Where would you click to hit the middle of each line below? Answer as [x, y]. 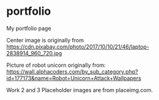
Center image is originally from [45, 40]
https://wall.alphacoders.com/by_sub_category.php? [72, 71]
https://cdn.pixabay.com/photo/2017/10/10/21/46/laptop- [78, 47]
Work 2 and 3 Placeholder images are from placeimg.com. [80, 90]
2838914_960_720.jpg [34, 53]
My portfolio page [29, 28]
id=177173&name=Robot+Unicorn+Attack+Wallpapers [74, 78]
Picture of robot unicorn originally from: [56, 65]
